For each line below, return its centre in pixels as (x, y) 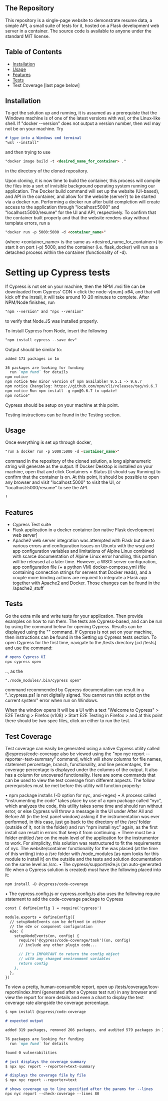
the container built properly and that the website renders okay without (77, 218)
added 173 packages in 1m (32, 359)
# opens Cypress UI (25, 657)
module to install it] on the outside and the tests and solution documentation (83, 859)
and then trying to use (28, 152)
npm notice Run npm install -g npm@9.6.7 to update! (61, 391)
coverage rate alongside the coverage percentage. (57, 1003)
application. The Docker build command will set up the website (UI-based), (82, 191)
